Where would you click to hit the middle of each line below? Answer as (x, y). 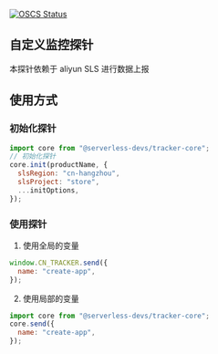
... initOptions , (48, 190)
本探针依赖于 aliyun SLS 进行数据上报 (79, 68)
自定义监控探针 (52, 45)
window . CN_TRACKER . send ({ (58, 263)
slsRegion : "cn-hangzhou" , (69, 173)
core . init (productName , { (58, 165)
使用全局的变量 (51, 245)
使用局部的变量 (51, 298)
